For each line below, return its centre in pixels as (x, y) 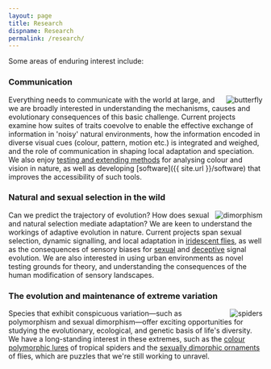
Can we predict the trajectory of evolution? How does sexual (109, 215)
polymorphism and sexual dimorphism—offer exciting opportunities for (126, 322)
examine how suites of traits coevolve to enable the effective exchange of (131, 125)
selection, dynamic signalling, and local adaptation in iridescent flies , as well (135, 240)
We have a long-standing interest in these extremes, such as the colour (127, 339)
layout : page (30, 16)
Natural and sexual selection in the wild (87, 197)
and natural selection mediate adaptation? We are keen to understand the (130, 223)
